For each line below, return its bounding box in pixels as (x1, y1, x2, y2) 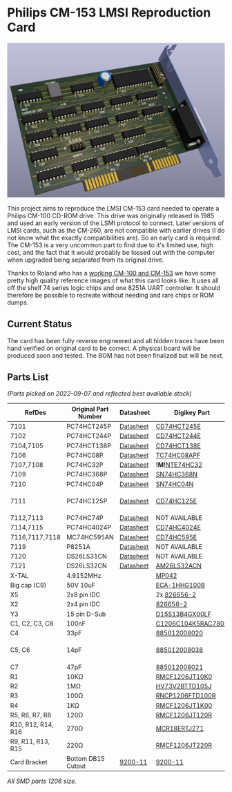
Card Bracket (10, 758, 48, 766)
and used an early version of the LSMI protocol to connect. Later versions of (7, 219, 224, 227)
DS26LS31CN (66, 552, 107, 561)
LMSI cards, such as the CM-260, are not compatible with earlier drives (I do (7, 226, 225, 234)
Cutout (66, 762, 86, 770)
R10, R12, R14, (10, 720, 54, 729)
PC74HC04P (66, 480, 104, 488)
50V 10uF (66, 581, 95, 589)
